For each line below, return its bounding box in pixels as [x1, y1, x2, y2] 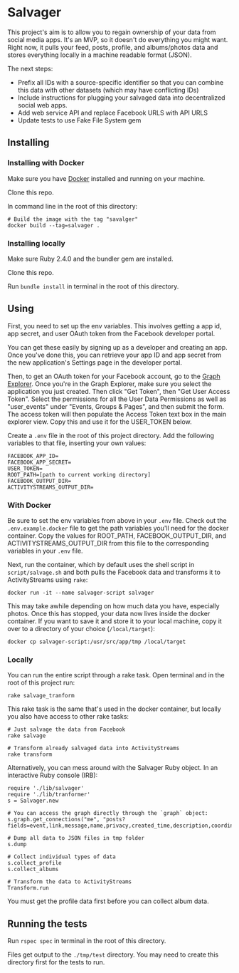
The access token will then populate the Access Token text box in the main [7, 410, 227, 418]
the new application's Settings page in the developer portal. [7, 358, 183, 367]
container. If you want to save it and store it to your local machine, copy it [7, 617, 222, 625]
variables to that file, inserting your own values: [7, 439, 147, 447]
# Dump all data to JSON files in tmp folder [7, 835, 144, 842]
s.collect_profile [7, 860, 62, 867]
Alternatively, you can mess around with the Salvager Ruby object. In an [7, 764, 218, 772]
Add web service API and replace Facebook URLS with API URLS [17, 108, 208, 117]
